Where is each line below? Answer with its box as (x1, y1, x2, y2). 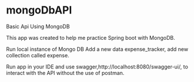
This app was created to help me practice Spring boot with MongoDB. (6, 34, 175, 41)
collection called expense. (6, 52, 69, 59)
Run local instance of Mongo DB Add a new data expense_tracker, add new (6, 45, 189, 53)
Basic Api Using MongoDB (6, 23, 70, 30)
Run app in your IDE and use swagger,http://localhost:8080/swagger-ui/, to (6, 63, 188, 70)
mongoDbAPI (6, 4, 72, 17)
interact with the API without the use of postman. (6, 69, 125, 76)
